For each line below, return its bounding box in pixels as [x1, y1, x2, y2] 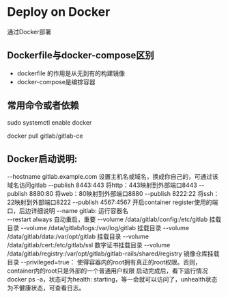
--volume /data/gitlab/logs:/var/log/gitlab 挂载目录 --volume [20, 224, 190, 232]
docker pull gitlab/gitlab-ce [7, 132, 83, 140]
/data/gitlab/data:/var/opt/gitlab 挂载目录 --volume [7, 232, 149, 240]
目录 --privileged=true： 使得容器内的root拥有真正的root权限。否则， [7, 258, 201, 266]
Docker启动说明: [7, 153, 78, 164]
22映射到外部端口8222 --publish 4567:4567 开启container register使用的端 [7, 198, 218, 206]
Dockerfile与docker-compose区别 [7, 49, 155, 62]
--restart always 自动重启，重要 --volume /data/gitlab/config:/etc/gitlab [7, 215, 208, 223]
